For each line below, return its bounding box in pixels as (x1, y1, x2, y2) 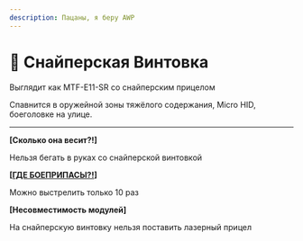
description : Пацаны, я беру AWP (9, 13, 135, 22)
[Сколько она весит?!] (9, 134, 97, 145)
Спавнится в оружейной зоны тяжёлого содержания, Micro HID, (9, 99, 257, 110)
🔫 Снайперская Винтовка (9, 51, 209, 72)
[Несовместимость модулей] (9, 204, 127, 215)
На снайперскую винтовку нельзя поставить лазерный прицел (9, 221, 252, 232)
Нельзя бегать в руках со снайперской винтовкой (9, 152, 203, 163)
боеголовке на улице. (9, 109, 93, 120)
